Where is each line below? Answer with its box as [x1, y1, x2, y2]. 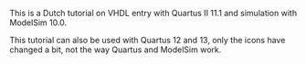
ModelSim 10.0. [9, 17, 68, 28]
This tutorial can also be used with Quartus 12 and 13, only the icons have [9, 35, 286, 45]
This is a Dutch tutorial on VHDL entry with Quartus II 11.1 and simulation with [9, 8, 298, 18]
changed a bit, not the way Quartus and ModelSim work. [9, 44, 222, 55]
